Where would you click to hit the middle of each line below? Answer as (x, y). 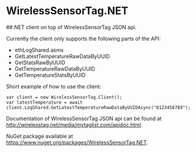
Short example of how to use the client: (54, 86)
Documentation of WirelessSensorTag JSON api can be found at (84, 118)
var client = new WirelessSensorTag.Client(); (64, 97)
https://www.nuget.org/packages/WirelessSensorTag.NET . (77, 142)
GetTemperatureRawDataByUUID (55, 68)
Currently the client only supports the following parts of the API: (83, 38)
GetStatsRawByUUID (40, 62)
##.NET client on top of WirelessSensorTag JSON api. (71, 27)
